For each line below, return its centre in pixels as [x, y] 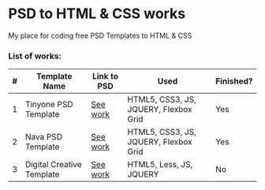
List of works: [35, 56]
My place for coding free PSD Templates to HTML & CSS [100, 35]
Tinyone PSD [49, 105]
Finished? [234, 81]
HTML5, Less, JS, [160, 165]
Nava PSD [44, 137]
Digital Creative [53, 165]
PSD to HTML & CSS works [97, 14]
